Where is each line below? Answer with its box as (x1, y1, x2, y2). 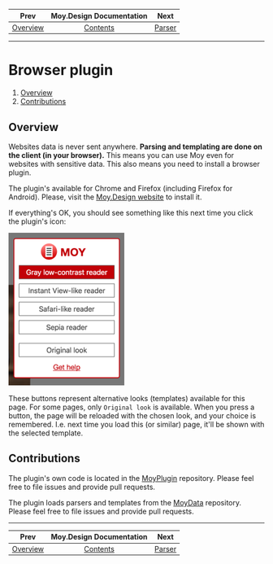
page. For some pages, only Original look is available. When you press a (8, 402, 255, 412)
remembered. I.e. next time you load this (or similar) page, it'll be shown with (8, 420, 265, 429)
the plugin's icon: (8, 216, 67, 226)
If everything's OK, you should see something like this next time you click (8, 208, 253, 217)
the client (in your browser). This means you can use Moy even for (8, 151, 234, 160)
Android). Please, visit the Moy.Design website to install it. (8, 192, 202, 202)
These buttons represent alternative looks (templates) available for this (8, 394, 245, 403)
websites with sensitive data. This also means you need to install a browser (8, 160, 260, 168)
